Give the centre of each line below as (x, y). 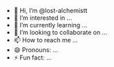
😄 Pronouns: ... (36, 50)
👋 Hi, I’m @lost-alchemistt (50, 11)
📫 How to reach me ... (46, 40)
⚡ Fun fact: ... (32, 57)
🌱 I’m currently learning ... (50, 25)
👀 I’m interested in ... (43, 18)
